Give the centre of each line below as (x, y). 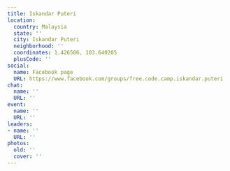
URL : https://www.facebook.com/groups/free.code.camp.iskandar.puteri (118, 79)
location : (22, 20)
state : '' (28, 33)
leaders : (20, 124)
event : (17, 105)
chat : (15, 85)
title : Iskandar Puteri (42, 14)
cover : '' (28, 157)
